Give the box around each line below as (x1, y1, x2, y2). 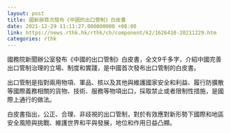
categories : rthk (7, 36, 57, 43)
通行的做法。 (19, 95, 56, 104)
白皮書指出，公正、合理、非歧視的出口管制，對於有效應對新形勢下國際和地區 (7, 110, 224, 119)
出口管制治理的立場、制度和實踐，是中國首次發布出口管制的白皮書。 (7, 64, 200, 72)
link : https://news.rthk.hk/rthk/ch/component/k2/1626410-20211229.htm (7, 29, 217, 36)
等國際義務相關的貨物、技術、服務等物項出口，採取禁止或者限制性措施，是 (7, 87, 218, 95)
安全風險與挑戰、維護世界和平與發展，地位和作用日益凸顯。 (7, 119, 176, 127)
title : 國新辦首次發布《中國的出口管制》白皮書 (7, 16, 126, 23)
